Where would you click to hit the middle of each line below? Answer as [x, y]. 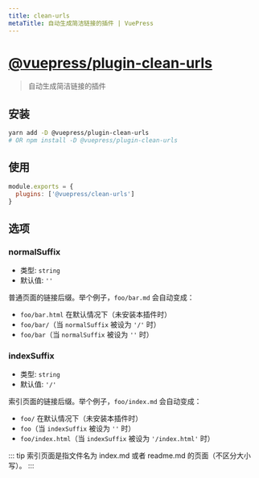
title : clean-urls [39, 16]
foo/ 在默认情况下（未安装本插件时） [81, 419]
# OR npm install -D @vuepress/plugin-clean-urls [93, 141]
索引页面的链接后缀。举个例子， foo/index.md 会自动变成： [105, 402]
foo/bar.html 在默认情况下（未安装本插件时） [95, 315]
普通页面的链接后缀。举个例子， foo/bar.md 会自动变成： [101, 297]
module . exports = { [41, 186]
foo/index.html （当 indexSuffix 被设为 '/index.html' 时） [117, 439]
